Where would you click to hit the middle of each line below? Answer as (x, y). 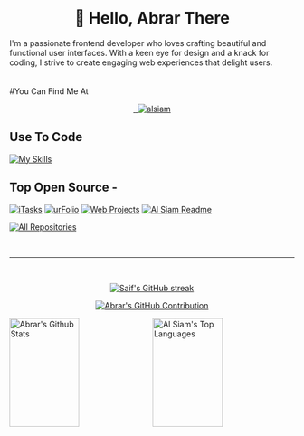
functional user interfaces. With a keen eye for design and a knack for (139, 52)
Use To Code (46, 137)
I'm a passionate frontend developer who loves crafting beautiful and (138, 43)
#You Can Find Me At (49, 91)
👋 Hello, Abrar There (152, 19)
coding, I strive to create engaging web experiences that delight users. (141, 62)
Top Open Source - (63, 188)
